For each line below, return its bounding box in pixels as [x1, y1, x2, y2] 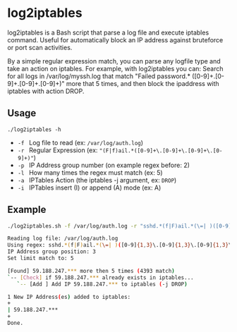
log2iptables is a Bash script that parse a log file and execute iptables [7, 28, 209, 37]
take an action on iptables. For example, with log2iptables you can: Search [7, 64, 224, 73]
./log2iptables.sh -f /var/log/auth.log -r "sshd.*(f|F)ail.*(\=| [7, 222, 207, 230]
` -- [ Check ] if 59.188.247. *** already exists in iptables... [7, 273, 194, 281]
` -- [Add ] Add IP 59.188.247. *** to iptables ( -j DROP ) [16, 281, 188, 288]
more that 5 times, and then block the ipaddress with [66, 79, 220, 87]
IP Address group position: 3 [7, 248, 97, 255]
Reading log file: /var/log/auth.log [7, 235, 119, 242]
